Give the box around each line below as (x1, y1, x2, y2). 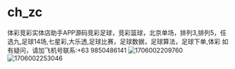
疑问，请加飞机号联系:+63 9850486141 (13, 46, 127, 54)
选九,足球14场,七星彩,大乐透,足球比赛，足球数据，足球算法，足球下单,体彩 (7, 37, 221, 46)
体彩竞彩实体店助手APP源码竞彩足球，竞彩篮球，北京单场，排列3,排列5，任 (7, 28, 227, 37)
